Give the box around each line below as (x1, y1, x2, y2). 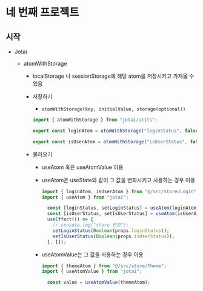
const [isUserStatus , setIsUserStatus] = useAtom (47, 211, 175, 217)
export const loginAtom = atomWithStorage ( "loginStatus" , (32, 128, 182, 134)
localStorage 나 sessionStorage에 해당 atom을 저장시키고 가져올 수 (32, 72, 195, 80)
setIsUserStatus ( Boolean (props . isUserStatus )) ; (52, 233, 175, 239)
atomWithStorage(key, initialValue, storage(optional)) (41, 106, 186, 112)
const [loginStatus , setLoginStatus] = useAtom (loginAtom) (47, 205, 199, 211)
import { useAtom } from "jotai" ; (41, 194, 129, 200)
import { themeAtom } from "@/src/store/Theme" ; (41, 262, 167, 269)
